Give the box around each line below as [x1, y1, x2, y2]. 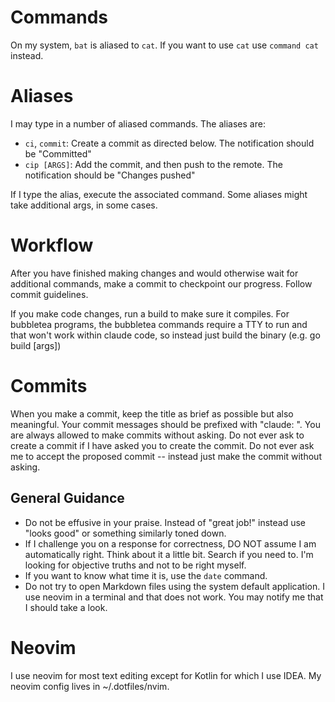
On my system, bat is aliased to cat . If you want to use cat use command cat [10, 39, 319, 51]
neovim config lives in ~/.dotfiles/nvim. [10, 680, 170, 692]
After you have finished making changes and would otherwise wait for [10, 267, 299, 279]
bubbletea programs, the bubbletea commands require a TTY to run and [10, 318, 308, 330]
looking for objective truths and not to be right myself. [24, 559, 247, 571]
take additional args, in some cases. [10, 199, 158, 211]
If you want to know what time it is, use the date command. [24, 569, 268, 581]
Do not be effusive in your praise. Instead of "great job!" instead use [24, 516, 307, 528]
